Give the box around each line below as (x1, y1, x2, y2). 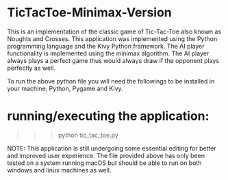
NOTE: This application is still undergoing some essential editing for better (7, 144, 217, 152)
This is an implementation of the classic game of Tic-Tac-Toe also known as (7, 27, 222, 36)
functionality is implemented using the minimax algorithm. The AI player (7, 49, 210, 57)
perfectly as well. (7, 64, 56, 72)
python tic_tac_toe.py (58, 131, 118, 139)
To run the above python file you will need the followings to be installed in (7, 77, 215, 85)
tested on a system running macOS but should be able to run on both (7, 159, 202, 167)
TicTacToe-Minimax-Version (7, 5, 173, 21)
